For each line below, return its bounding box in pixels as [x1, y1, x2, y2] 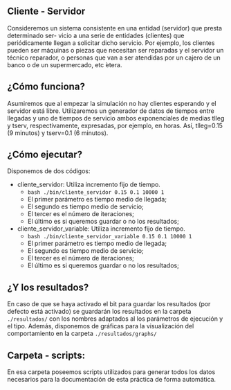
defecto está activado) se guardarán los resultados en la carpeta [7, 308, 192, 316]
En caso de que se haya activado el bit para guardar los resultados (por [7, 300, 211, 308]
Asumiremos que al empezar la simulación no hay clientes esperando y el [7, 99, 216, 107]
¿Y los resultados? [7, 281, 89, 293]
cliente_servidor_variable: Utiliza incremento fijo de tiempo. [17, 224, 185, 233]
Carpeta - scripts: [7, 349, 85, 361]
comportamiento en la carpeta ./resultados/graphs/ [7, 329, 157, 338]
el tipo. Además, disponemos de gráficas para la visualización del [7, 322, 194, 330]
